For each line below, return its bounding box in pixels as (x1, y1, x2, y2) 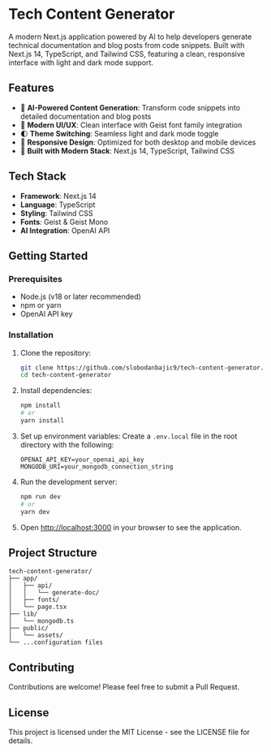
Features (8, 81, 54, 95)
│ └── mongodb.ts (8, 617, 75, 625)
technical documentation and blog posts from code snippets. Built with (8, 40, 245, 50)
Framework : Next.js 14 (19, 191, 97, 201)
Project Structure (8, 546, 97, 560)
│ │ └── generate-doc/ (8, 589, 100, 597)
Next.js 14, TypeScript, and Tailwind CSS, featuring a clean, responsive (8, 49, 245, 58)
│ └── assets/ (8, 631, 63, 640)
